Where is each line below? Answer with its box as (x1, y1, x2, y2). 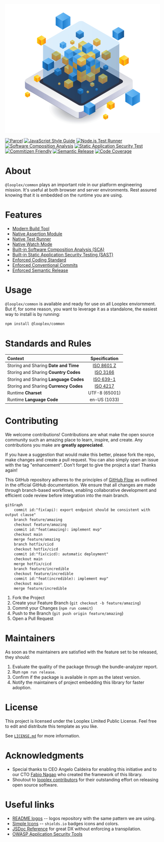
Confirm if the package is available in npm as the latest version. (12, 674, 141, 680)
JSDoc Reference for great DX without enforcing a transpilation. (12, 826, 141, 832)
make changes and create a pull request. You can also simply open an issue (5, 456, 159, 463)
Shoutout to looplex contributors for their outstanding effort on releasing (12, 777, 159, 783)
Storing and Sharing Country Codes (7, 369, 81, 375)
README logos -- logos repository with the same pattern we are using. (12, 815, 156, 821)
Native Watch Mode (12, 241, 53, 247)
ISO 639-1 (93, 376, 116, 382)
